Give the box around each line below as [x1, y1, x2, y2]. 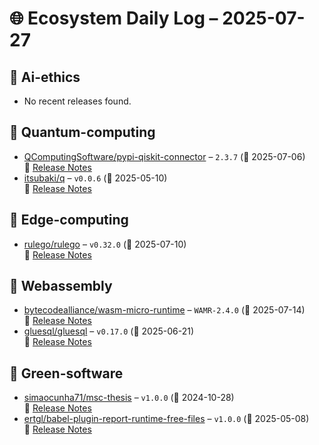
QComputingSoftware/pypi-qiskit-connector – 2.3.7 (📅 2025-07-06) [23, 150, 306, 162]
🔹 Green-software [9, 365, 124, 382]
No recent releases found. [23, 95, 132, 107]
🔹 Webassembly [9, 278, 113, 295]
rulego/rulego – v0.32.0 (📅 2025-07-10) [23, 238, 187, 250]
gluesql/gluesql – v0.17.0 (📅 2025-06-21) [23, 325, 195, 337]
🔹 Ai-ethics [9, 68, 81, 86]
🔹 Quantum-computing [9, 124, 156, 141]
